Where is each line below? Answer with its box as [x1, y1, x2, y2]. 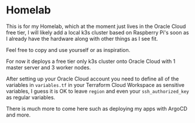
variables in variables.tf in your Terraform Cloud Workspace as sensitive [6, 81, 184, 88]
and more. [6, 111, 31, 118]
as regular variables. [6, 94, 56, 101]
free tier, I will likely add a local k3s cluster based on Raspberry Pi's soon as [6, 29, 189, 36]
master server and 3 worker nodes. [6, 64, 91, 71]
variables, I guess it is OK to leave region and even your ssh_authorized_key [6, 87, 189, 94]
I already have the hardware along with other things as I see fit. [6, 35, 158, 42]
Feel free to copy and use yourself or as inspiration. [6, 46, 131, 53]
